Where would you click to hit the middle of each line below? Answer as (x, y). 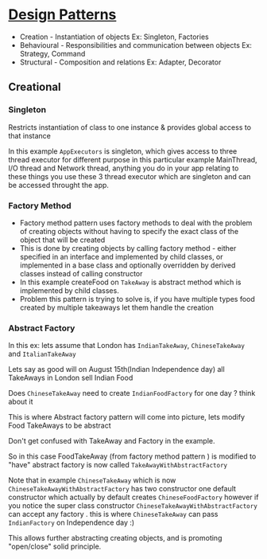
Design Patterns (62, 15)
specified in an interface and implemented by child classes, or (122, 256)
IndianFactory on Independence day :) (72, 522)
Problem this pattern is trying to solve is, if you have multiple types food (137, 299)
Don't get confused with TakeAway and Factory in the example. (112, 441)
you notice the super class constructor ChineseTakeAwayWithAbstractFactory (133, 506)
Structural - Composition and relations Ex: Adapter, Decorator (120, 62)
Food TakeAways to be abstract (60, 426)
